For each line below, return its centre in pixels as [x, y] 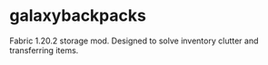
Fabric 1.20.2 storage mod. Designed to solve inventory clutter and [134, 41]
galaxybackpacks [78, 16]
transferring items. [44, 50]
